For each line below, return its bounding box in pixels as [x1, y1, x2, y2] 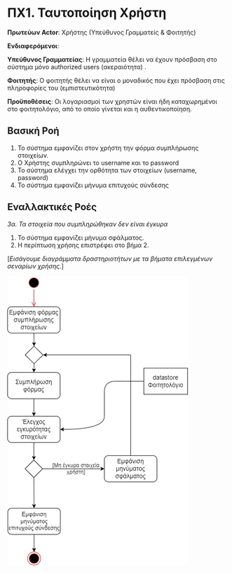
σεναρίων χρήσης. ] [7, 261, 64, 270]
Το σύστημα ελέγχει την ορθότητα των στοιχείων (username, [17, 166, 198, 174]
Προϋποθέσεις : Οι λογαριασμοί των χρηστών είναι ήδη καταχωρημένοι [7, 97, 217, 106]
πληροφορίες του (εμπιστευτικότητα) [7, 83, 116, 92]
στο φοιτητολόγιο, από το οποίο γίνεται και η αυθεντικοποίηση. [7, 104, 192, 113]
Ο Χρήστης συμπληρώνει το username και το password [17, 158, 179, 167]
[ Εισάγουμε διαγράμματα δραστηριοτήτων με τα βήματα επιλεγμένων [7, 254, 213, 263]
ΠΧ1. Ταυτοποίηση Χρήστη [7, 5, 167, 21]
